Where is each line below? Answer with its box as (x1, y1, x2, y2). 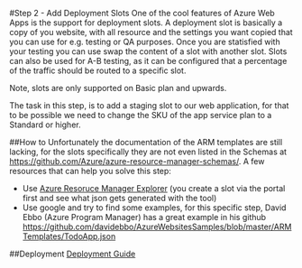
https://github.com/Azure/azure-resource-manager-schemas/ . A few (9, 156, 265, 166)
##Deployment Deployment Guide (9, 248, 136, 259)
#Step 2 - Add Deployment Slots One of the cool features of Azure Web (9, 8, 275, 18)
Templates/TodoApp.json (22, 231, 116, 242)
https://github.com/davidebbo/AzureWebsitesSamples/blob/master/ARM (22, 221, 292, 232)
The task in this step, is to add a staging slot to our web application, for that (9, 100, 289, 111)
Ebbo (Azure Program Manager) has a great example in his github (22, 212, 267, 222)
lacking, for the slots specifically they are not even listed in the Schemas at (9, 146, 287, 157)
